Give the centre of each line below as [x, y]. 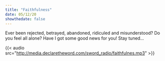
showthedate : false [25, 19]
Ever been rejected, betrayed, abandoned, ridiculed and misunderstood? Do [82, 33]
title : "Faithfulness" [28, 10]
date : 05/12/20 [21, 14]
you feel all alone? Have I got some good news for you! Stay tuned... [75, 38]
